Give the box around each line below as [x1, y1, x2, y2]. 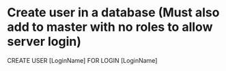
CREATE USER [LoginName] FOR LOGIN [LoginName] [7, 56, 158, 64]
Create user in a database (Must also [7, 5, 220, 20]
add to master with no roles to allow [7, 19, 213, 35]
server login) [7, 34, 82, 49]
